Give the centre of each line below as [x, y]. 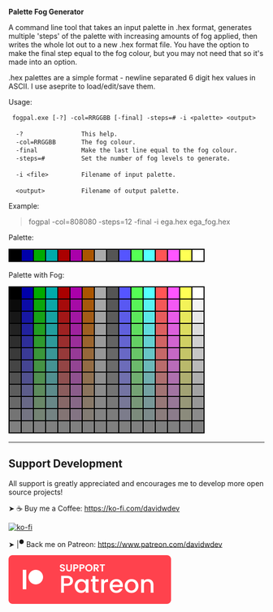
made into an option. [43, 62]
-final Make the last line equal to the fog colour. [127, 150]
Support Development [66, 464]
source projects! [36, 492]
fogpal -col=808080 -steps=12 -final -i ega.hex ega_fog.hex [129, 222]
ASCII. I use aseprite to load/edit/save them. [82, 86]
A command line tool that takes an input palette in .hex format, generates [130, 27]
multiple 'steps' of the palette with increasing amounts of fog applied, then [133, 36]
